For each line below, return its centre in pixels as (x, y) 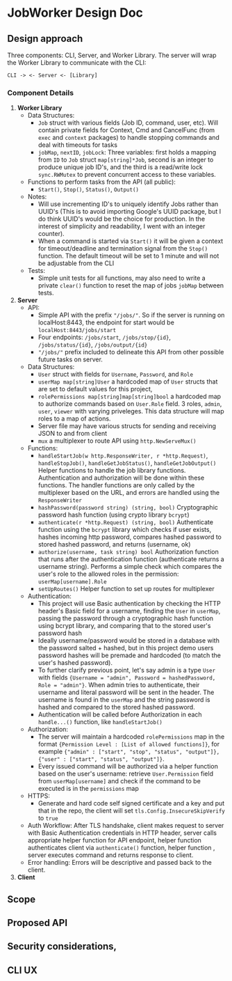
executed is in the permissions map (88, 789)
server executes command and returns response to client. (110, 855)
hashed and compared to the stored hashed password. (117, 707)
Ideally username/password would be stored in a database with (129, 641)
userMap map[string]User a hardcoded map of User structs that (128, 382)
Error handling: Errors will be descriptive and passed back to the (119, 863)
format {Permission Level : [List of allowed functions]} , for (129, 744)
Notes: (37, 197)
